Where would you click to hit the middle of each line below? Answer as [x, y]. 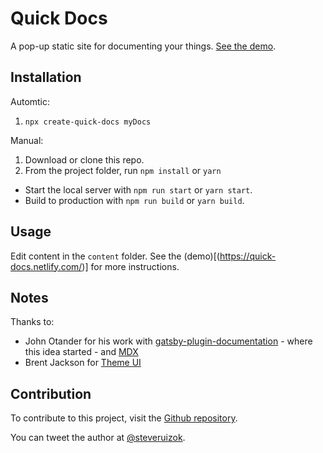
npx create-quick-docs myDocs [88, 122]
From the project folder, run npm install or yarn [123, 170]
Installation [46, 77]
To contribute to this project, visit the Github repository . [124, 418]
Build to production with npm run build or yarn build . [134, 200]
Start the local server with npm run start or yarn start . [138, 189]
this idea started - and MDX [81, 352]
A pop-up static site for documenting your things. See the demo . [143, 46]
